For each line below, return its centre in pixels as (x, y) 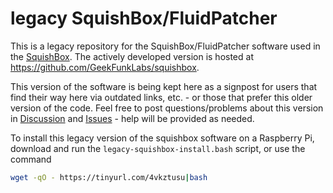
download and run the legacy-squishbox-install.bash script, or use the (158, 148)
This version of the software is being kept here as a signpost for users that (164, 86)
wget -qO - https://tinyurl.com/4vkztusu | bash (109, 177)
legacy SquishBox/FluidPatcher (144, 18)
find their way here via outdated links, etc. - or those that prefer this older (161, 97)
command (31, 159)
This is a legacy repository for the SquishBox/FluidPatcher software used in (165, 46)
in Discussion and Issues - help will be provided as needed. (132, 118)
